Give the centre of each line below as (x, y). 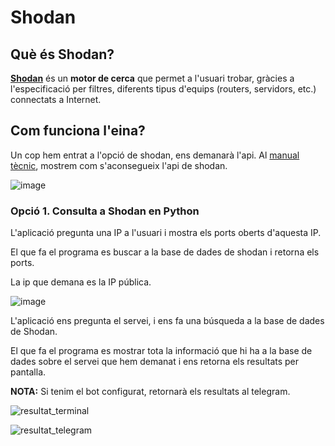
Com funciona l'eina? (78, 131)
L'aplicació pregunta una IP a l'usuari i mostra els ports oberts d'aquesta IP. (166, 233)
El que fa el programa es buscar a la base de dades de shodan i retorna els (165, 252)
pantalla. (28, 372)
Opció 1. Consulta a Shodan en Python (105, 211)
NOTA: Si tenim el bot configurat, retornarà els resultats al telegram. (150, 392)
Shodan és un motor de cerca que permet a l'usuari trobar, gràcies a (152, 78)
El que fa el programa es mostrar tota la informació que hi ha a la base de (161, 351)
